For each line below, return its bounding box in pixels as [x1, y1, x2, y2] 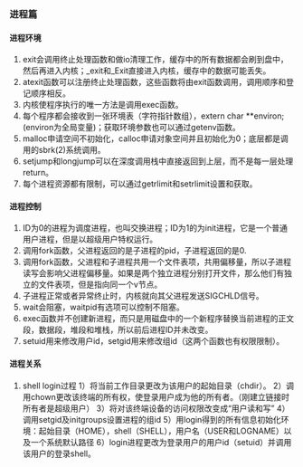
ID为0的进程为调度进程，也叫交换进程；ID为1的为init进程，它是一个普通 [22, 223, 288, 233]
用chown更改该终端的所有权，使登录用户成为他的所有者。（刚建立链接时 [22, 391, 289, 402]
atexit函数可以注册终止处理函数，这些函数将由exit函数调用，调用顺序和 [22, 77, 287, 88]
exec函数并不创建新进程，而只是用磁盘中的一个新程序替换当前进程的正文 [22, 313, 295, 324]
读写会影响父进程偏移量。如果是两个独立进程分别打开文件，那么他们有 [22, 268, 285, 279]
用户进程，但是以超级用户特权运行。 [22, 233, 158, 245]
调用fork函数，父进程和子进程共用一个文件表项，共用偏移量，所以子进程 [22, 256, 292, 268]
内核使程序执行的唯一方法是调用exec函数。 [22, 100, 184, 110]
